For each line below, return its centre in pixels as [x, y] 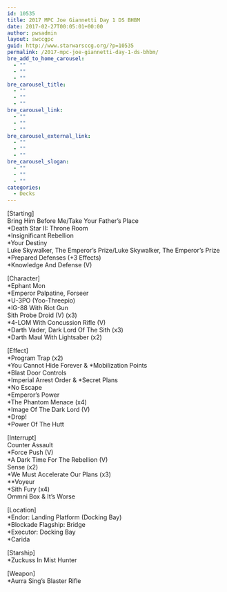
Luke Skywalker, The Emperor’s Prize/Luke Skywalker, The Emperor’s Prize [113, 251]
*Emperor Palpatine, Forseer [48, 293]
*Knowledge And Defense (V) [50, 265]
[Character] [23, 278]
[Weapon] [21, 574]
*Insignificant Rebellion [40, 235]
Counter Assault [30, 445]
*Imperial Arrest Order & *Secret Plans [63, 380]
